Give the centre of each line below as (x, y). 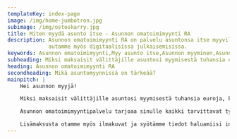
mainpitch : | (26, 79)
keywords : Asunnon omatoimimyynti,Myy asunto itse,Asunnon (96, 54)
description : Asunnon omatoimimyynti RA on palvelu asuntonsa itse (109, 40)
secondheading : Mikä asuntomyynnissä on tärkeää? (82, 73)
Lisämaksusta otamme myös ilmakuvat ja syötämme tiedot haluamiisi (121, 124)
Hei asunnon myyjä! (49, 86)
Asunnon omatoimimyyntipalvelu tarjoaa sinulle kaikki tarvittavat (121, 111)
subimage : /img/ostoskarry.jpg (53, 27)
